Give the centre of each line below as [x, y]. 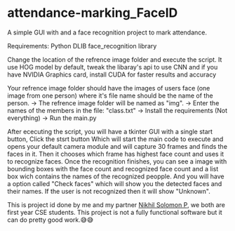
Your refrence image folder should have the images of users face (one [109, 88]
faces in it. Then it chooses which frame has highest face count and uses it [116, 154]
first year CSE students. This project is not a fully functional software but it [115, 212]
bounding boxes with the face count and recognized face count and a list [113, 169]
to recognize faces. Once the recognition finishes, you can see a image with [117, 161]
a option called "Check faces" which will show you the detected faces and [115, 183]
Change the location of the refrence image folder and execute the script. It [115, 59]
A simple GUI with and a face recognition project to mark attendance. [107, 32]
